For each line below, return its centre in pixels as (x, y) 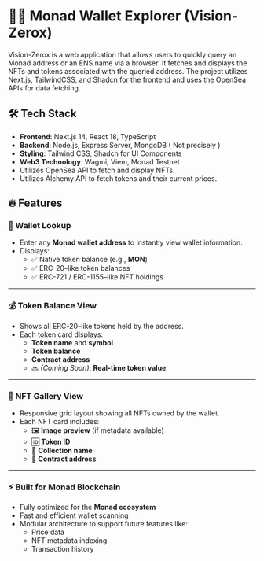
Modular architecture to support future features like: (104, 524)
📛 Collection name (62, 451)
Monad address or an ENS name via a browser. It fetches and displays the (128, 63)
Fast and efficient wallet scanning (74, 515)
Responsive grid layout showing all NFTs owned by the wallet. (119, 413)
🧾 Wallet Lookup (40, 226)
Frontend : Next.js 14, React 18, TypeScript (88, 136)
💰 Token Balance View (52, 306)
